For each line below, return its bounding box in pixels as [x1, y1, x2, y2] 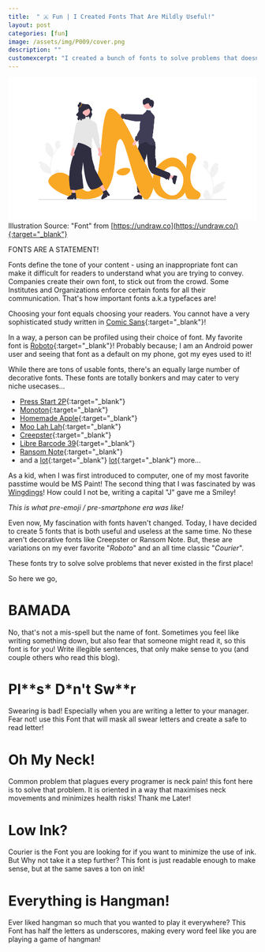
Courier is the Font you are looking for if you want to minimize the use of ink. [8, 847, 257, 856]
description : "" [8, 46, 62, 54]
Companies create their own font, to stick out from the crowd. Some [8, 276, 230, 286]
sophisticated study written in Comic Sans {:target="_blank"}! [8, 317, 207, 327]
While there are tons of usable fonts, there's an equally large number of [8, 364, 241, 374]
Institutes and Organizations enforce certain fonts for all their [8, 285, 207, 294]
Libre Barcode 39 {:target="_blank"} [19, 438, 136, 448]
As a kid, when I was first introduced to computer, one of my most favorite [8, 470, 249, 480]
